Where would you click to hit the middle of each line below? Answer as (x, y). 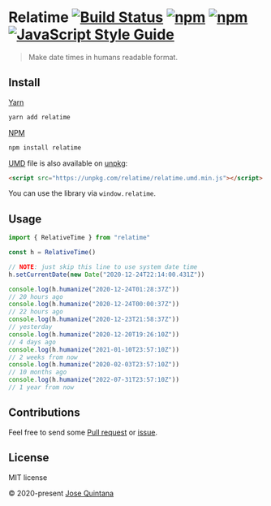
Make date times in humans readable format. (103, 57)
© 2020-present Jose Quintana (61, 493)
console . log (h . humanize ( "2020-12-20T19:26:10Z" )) (94, 334)
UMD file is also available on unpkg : (68, 163)
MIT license (28, 477)
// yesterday (30, 327)
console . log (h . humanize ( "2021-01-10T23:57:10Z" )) (94, 349)
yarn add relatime (39, 117)
